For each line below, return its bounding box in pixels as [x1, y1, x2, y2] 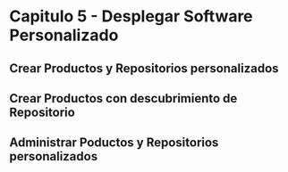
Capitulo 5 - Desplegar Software [9, 6, 253, 27]
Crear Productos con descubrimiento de [9, 91, 238, 106]
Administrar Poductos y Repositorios [9, 135, 219, 151]
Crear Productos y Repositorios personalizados [9, 61, 279, 76]
